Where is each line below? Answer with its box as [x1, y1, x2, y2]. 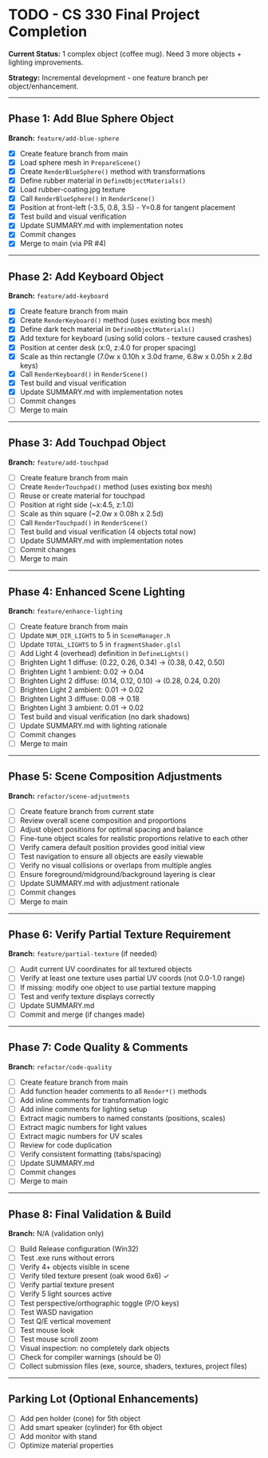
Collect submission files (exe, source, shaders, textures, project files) [19, 1361, 247, 1370]
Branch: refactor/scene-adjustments [8, 791, 130, 800]
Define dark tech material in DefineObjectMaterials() [19, 325, 195, 334]
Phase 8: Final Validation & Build [8, 1207, 171, 1221]
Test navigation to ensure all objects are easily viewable [19, 851, 203, 861]
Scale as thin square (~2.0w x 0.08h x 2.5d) [19, 509, 164, 518]
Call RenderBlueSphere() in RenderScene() [19, 194, 156, 203]
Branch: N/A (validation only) [8, 1229, 104, 1239]
